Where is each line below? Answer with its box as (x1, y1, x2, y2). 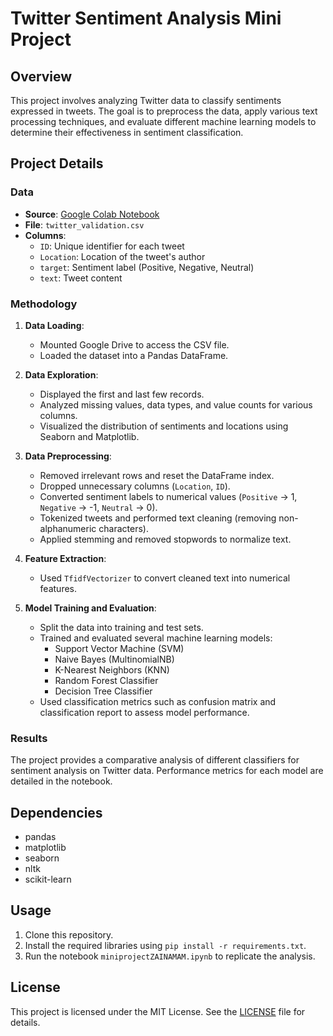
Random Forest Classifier (54, 674, 159, 686)
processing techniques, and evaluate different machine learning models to (10, 116, 317, 127)
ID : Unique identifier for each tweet (39, 240, 185, 252)
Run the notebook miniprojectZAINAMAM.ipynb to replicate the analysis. (24, 950, 316, 962)
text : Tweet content (39, 272, 123, 284)
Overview (10, 68, 73, 85)
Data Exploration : (24, 368, 99, 381)
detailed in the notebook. (10, 775, 113, 787)
